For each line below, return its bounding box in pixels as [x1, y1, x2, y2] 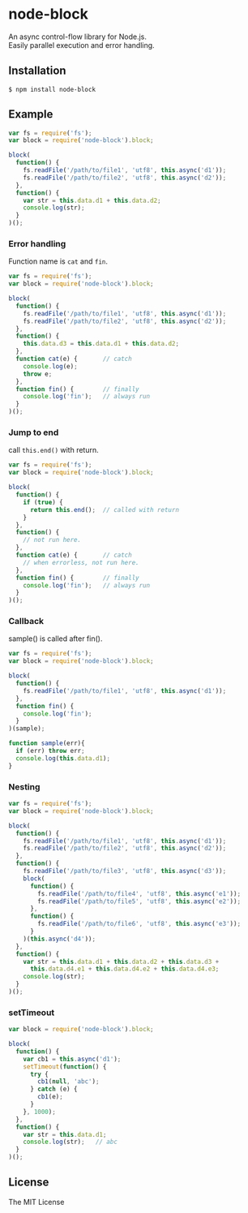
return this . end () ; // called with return [29, 505, 180, 514]
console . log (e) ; [23, 362, 79, 370]
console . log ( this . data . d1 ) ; [15, 754, 111, 763]
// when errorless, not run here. [23, 558, 139, 566]
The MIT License [8, 1197, 65, 1207]
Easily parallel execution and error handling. [8, 40, 156, 49]
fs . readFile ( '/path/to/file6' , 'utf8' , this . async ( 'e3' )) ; [37, 920, 242, 928]
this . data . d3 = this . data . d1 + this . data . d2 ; [23, 340, 180, 348]
